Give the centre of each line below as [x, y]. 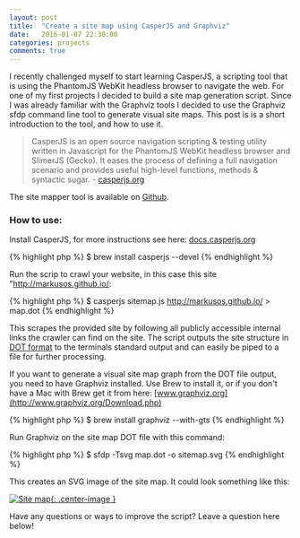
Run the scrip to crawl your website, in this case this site [113, 274]
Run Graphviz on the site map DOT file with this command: [117, 438]
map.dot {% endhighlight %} [62, 311]
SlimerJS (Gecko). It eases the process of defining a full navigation [154, 161]
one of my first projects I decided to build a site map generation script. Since [150, 96]
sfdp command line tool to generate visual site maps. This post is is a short [147, 115]
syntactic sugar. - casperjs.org [88, 179]
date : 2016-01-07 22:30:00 [64, 34]
